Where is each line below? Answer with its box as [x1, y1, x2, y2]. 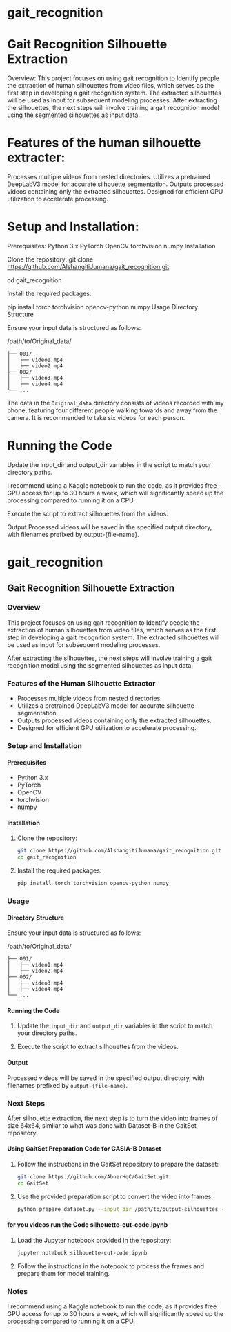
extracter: [7, 150, 66, 165]
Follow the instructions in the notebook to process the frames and [17, 1261, 205, 1270]
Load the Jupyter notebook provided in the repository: [17, 1236, 172, 1244]
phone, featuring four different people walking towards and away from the [7, 406, 218, 414]
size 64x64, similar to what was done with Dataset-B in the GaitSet [7, 1121, 197, 1129]
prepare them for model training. [17, 1269, 110, 1277]
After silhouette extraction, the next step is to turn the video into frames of [7, 1114, 219, 1122]
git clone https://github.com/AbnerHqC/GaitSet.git [17, 1174, 169, 1180]
